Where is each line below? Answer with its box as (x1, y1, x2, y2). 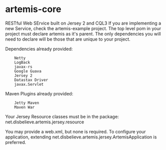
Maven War (14, 104, 35, 110)
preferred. (5, 139, 27, 145)
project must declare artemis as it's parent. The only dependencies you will (5, 31, 161, 37)
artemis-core (5, 4, 61, 15)
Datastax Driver (14, 77, 49, 82)
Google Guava (14, 69, 42, 74)
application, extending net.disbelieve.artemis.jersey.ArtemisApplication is (5, 134, 157, 140)
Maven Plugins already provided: (5, 90, 73, 96)
